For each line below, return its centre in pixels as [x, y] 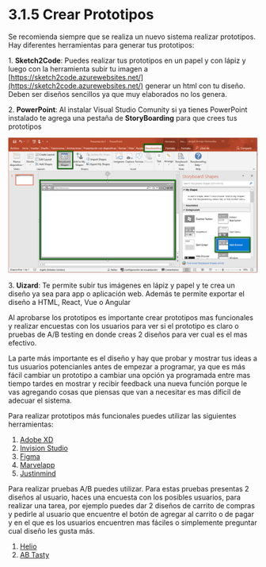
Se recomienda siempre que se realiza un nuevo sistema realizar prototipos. [132, 37]
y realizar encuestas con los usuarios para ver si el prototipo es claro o [123, 326]
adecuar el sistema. [40, 401]
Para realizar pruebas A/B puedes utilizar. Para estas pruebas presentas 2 [129, 489]
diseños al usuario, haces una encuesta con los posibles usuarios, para [125, 497]
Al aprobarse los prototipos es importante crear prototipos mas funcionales [131, 318]
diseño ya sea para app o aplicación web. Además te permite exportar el [127, 294]
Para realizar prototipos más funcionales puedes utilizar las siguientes [122, 416]
